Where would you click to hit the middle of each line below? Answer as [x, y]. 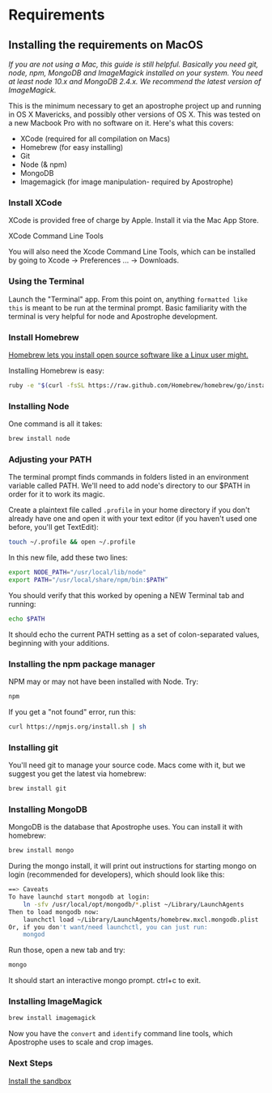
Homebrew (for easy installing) [72, 147]
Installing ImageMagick [55, 1001]
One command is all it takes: [55, 424]
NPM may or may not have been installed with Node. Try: [103, 681]
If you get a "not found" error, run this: [72, 711]
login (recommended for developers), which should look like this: [117, 875]
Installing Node [39, 406]
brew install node [39, 439]
